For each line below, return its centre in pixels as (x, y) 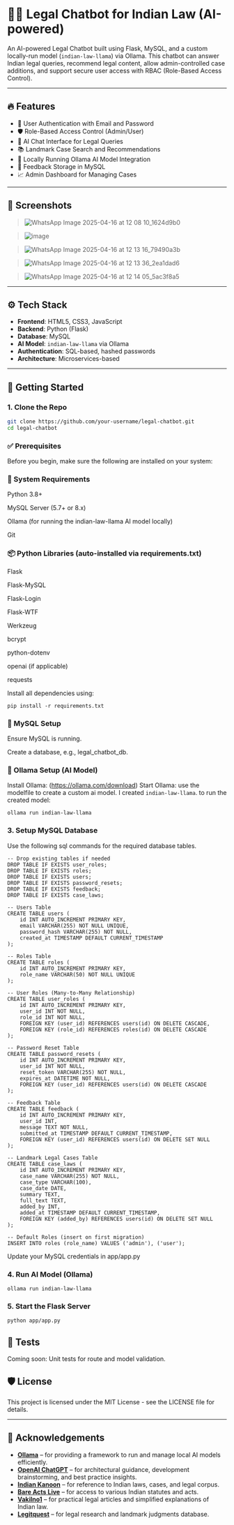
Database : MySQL (44, 336)
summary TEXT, (40, 1194)
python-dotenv (29, 653)
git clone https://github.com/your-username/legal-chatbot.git (101, 422)
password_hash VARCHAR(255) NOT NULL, (76, 932)
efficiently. (32, 1462)
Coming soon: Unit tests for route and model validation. (86, 1359)
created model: (29, 800)
